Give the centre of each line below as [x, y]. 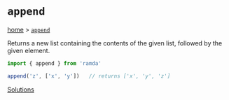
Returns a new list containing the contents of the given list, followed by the [115, 43]
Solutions [21, 90]
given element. [29, 50]
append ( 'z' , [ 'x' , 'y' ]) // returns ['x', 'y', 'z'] [89, 76]
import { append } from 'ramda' [54, 63]
